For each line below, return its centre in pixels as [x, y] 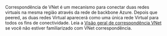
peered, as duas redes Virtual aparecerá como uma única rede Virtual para [82, 18]
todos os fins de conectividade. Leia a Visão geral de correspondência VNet [83, 23]
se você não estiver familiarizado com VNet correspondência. [69, 28]
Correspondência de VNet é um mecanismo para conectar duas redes [77, 7]
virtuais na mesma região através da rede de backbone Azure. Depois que [82, 12]
